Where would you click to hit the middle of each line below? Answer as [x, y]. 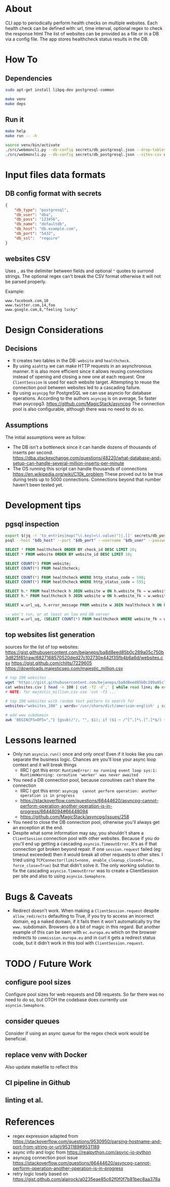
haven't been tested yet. [38, 485]
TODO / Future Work [49, 964]
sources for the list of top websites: [42, 647]
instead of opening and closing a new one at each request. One [79, 377]
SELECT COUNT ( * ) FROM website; [38, 564]
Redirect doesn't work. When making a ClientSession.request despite [86, 911]
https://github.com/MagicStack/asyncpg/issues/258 [75, 817]
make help [16, 131]
